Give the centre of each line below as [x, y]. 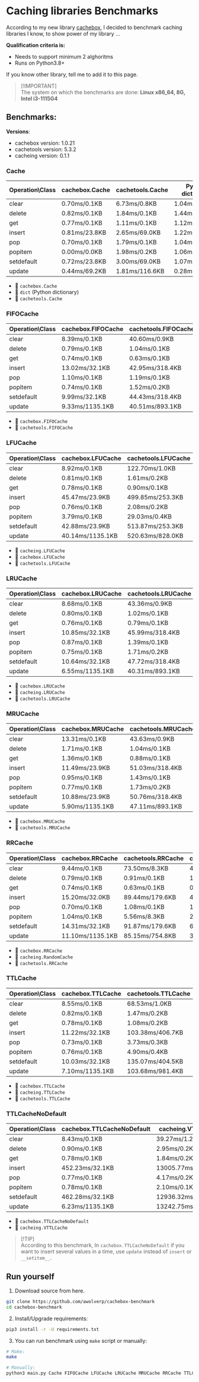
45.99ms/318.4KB [153, 632]
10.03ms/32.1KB [86, 1061]
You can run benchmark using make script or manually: [81, 1340]
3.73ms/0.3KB [147, 1042]
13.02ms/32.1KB [86, 368]
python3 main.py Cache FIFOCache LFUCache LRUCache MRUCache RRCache [94, 1373]
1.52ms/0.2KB [150, 387]
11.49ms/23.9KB [86, 768]
